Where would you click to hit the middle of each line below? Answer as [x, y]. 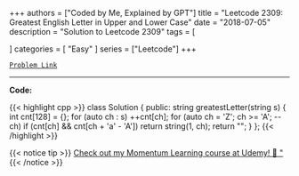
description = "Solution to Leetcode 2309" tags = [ [102, 32]
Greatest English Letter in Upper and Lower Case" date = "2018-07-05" [140, 22]
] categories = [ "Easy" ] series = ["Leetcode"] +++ [103, 49]
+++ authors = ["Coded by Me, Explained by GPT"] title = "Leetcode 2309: [146, 13]
